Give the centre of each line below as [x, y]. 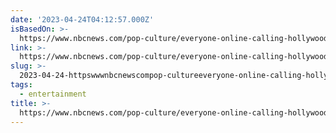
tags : [21, 85]
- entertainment [53, 94]
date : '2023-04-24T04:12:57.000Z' [82, 19]
